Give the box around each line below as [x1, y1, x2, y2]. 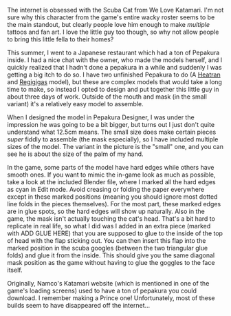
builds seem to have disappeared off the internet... [7, 302, 151, 309]
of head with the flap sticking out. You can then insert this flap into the [7, 237, 206, 244]
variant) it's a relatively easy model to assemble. [7, 100, 144, 108]
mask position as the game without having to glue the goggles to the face [7, 259, 215, 266]
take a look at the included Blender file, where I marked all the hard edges [7, 178, 216, 186]
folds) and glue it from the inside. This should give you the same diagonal [7, 251, 215, 259]
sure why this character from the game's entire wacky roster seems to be [7, 13, 215, 21]
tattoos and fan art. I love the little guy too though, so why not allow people [7, 28, 219, 36]
